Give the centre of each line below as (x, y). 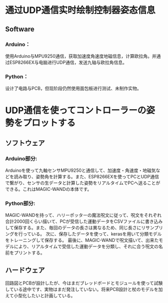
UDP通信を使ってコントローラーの (76, 110)
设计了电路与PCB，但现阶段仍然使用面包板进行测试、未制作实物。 (73, 89)
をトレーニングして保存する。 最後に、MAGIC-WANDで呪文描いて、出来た (82, 240)
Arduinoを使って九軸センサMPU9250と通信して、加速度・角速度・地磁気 (81, 170)
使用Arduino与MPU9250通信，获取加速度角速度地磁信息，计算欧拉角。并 (81, 56)
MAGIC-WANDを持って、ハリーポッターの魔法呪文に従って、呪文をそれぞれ (83, 215)
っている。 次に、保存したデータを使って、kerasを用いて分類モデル (92, 234)
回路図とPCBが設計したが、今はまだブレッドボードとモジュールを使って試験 (84, 283)
